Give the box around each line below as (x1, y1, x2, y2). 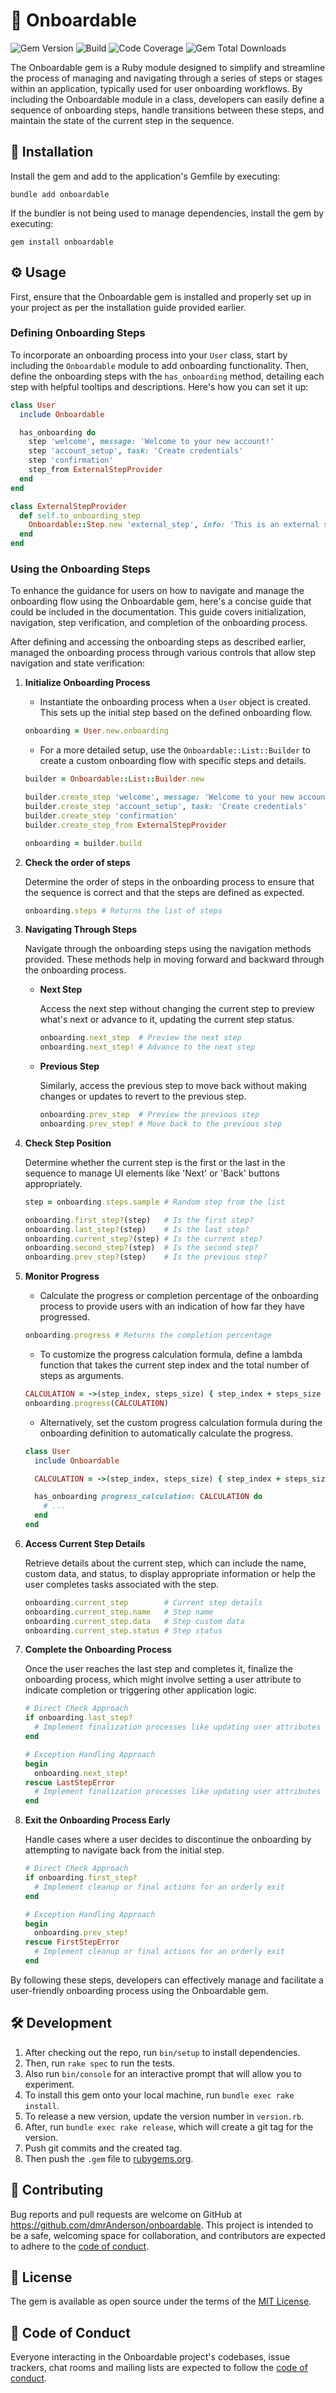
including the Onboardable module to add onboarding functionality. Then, (10, 359, 309, 371)
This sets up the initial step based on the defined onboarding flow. (39, 707, 313, 719)
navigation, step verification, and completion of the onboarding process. (10, 617, 308, 629)
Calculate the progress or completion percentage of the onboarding (39, 1290, 319, 1302)
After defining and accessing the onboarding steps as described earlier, (10, 636, 307, 648)
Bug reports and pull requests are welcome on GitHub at (10, 2208, 243, 2220)
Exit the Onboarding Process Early (24, 1814, 171, 1826)
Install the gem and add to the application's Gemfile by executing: (10, 170, 281, 182)
